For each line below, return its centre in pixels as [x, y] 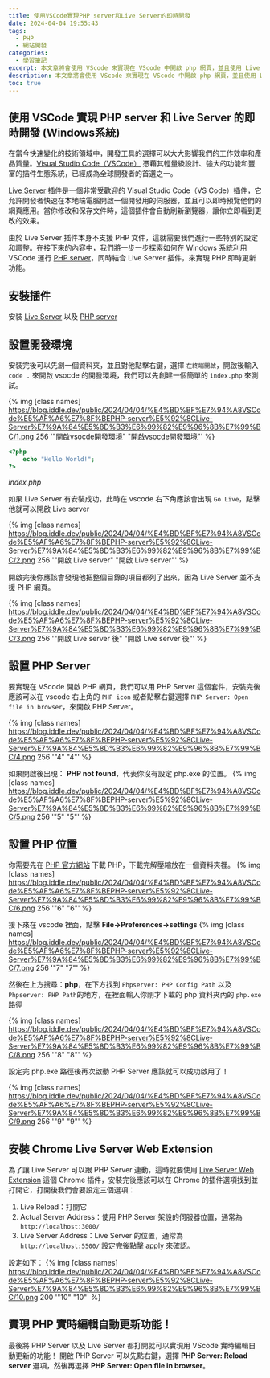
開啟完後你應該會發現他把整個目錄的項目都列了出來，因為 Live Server [123, 577]
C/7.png [21, 968]
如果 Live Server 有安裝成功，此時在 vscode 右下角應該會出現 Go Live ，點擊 [134, 498]
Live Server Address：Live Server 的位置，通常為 [101, 1235]
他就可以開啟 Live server [49, 509]
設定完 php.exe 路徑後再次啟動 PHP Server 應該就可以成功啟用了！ [119, 1071]
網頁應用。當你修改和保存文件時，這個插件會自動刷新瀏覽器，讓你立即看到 [131, 211]
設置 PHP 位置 [43, 844]
